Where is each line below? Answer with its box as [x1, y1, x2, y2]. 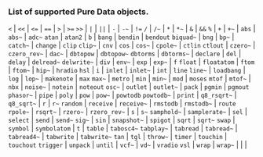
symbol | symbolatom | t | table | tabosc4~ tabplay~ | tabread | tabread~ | [8, 123, 238, 133]
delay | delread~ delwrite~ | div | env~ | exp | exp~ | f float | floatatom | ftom [8, 57, 255, 66]
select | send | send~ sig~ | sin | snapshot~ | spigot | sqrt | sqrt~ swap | [8, 116, 236, 125]
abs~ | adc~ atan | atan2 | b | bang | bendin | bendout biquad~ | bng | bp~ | [8, 32, 235, 41]
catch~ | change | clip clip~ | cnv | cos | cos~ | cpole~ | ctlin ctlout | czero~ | [8, 41, 256, 50]
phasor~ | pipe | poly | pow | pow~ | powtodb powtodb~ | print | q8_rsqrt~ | [8, 91, 237, 100]
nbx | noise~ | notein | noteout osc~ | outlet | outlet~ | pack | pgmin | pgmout [8, 82, 250, 91]
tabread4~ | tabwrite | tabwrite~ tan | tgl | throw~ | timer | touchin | [8, 132, 228, 141]
